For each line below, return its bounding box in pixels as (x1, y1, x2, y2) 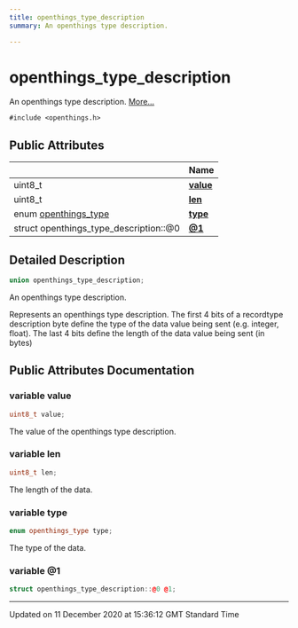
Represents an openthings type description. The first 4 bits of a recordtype (9, 309, 284, 319)
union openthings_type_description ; (9, 276, 145, 285)
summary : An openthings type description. (9, 21, 169, 30)
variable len (9, 448, 61, 460)
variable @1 (9, 564, 60, 577)
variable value (9, 389, 72, 402)
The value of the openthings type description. (9, 426, 176, 436)
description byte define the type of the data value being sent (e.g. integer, (9, 318, 279, 329)
